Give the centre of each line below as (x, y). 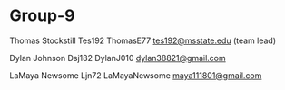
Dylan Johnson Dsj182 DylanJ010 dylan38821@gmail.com (118, 58)
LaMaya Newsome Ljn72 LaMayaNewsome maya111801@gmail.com (136, 75)
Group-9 (42, 16)
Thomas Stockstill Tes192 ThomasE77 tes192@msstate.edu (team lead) (143, 40)
